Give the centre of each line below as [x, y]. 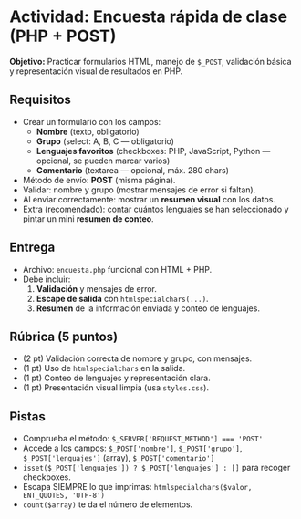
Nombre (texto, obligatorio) [88, 131]
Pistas [27, 416]
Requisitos [40, 100]
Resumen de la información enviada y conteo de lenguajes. [148, 308]
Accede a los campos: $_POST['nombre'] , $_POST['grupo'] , [132, 448]
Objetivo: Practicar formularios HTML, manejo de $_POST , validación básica [150, 61]
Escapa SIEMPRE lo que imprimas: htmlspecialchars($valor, [137, 487]
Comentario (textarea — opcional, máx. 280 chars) [133, 170]
